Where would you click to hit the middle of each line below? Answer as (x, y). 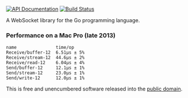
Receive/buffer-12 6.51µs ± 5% (45, 52)
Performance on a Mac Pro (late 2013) (61, 35)
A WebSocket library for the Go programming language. (73, 20)
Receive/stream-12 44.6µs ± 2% (45, 58)
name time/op (40, 48)
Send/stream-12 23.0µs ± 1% (45, 73)
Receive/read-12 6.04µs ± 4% (45, 63)
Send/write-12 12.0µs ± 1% (45, 78)
